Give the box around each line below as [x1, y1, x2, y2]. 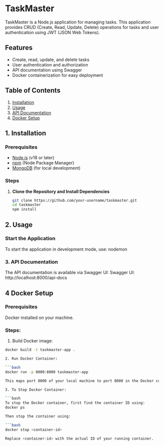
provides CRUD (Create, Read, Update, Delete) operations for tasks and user [5, 24, 159, 30]
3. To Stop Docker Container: [5, 387, 67, 392]
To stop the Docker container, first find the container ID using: [5, 401, 145, 405]
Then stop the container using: [5, 414, 71, 419]
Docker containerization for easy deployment [12, 72, 103, 78]
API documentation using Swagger [12, 67, 82, 73]
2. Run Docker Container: [5, 356, 58, 361]
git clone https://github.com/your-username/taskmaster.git [12, 198, 137, 203]
